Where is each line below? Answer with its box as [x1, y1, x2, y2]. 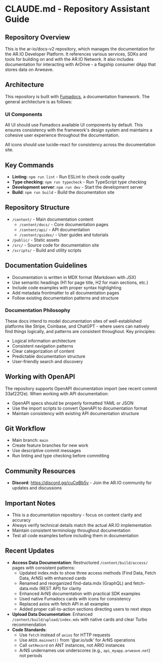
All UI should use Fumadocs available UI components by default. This [5, 122, 143, 128]
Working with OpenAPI [5, 373, 75, 381]
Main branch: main [12, 437, 48, 443]
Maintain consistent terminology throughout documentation [12, 527, 131, 533]
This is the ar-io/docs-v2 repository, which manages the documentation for [5, 46, 155, 52]
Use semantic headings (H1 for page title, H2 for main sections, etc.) [12, 279, 148, 285]
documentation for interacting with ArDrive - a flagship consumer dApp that [5, 62, 156, 67]
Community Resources [5, 467, 76, 475]
